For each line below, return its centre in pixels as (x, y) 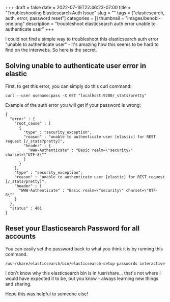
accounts (21, 236)
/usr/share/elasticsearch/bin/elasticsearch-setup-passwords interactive (85, 263)
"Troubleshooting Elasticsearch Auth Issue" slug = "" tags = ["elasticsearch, (85, 13)
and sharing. (18, 284)
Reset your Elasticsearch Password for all (73, 229)
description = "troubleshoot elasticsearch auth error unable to (91, 24)
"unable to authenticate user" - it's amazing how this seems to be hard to (82, 44)
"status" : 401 (26, 208)
